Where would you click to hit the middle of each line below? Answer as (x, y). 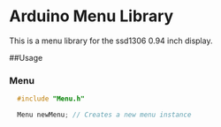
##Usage (26, 57)
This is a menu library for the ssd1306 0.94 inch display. (111, 41)
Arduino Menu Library (91, 16)
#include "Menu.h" (51, 99)
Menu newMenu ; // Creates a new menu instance (104, 115)
